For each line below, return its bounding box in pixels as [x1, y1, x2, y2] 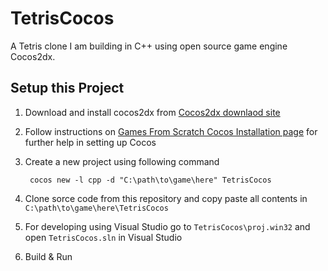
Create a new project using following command [24, 155, 220, 167]
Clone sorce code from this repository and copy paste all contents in [24, 192, 308, 204]
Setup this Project [10, 80, 125, 97]
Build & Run [24, 250, 73, 262]
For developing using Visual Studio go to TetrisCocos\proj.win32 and [24, 220, 311, 232]
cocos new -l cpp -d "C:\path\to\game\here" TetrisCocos [29, 175, 272, 185]
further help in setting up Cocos [24, 136, 157, 148]
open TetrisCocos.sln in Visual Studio [24, 231, 183, 243]
